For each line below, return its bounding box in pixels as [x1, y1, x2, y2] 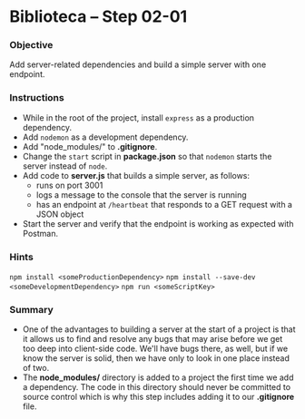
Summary [9, 304, 54, 316]
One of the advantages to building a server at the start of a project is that [22, 324, 296, 335]
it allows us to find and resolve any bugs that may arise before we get [22, 334, 283, 345]
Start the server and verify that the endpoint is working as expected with [22, 218, 294, 229]
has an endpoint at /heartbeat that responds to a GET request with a [35, 199, 293, 209]
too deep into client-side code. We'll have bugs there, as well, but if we [22, 343, 289, 355]
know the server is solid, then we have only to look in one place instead [22, 353, 290, 364]
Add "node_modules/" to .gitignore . [22, 141, 158, 151]
